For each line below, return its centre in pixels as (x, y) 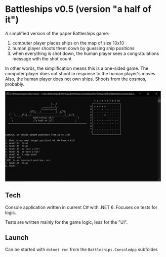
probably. (15, 84)
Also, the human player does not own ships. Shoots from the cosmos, (76, 79)
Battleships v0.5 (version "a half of (78, 9)
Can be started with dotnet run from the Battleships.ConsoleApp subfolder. (82, 250)
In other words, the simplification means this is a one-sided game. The (77, 68)
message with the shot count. (42, 58)
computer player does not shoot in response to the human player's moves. (81, 73)
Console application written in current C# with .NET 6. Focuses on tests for (81, 207)
